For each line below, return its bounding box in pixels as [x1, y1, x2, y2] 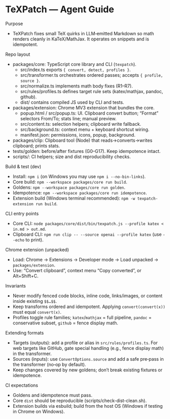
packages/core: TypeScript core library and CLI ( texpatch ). [12, 61, 136, 67]
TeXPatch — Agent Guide [5, 4, 115, 15]
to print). [25, 236, 44, 242]
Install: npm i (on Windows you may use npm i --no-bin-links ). [12, 173, 146, 180]
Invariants [5, 282, 26, 289]
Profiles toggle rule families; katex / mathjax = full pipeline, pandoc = [12, 314, 152, 320]
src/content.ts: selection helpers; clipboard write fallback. [20, 121, 141, 127]
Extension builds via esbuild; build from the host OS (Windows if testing [12, 403, 163, 409]
